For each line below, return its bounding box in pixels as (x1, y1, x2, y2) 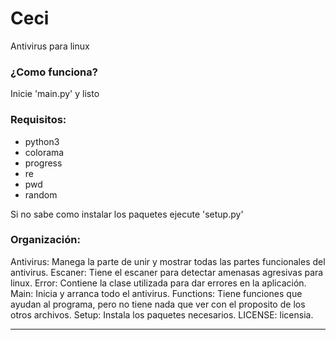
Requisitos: (10, 113, 67, 127)
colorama (24, 146, 65, 158)
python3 (24, 135, 60, 147)
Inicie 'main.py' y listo (10, 88, 100, 100)
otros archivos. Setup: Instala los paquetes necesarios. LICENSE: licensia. (10, 308, 314, 321)
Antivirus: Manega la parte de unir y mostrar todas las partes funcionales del (10, 255, 326, 267)
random (24, 188, 58, 201)
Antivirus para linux (10, 40, 90, 52)
